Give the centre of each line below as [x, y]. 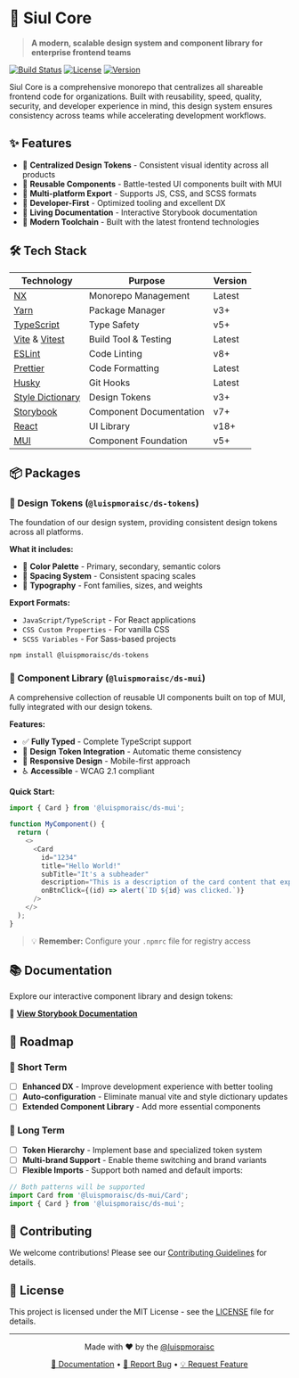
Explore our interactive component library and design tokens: [121, 996]
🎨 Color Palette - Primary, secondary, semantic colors [121, 566]
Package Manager [127, 309]
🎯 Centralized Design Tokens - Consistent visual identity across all [145, 165]
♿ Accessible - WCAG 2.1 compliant [88, 772]
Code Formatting [124, 367]
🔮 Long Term [37, 1130]
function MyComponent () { [57, 824]
